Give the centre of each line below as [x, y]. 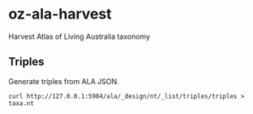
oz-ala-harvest [60, 14]
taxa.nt [21, 103]
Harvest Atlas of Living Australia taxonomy [79, 36]
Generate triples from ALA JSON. [64, 81]
